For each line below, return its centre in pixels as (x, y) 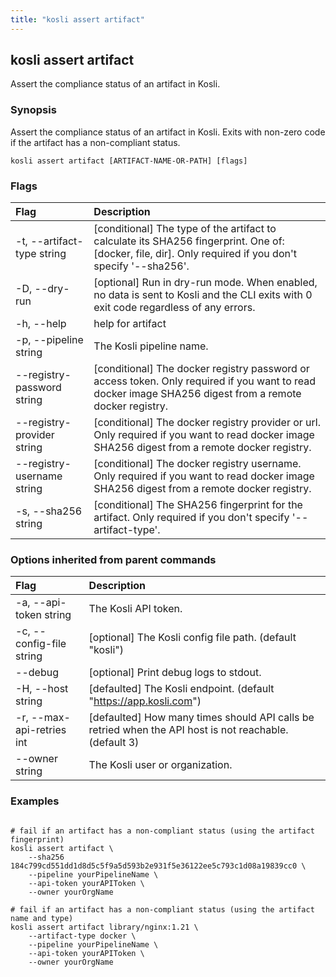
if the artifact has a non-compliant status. (95, 142)
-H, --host (42, 689)
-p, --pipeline (49, 340)
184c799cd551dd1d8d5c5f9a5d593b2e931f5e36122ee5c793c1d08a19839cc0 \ (158, 866)
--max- (50, 718)
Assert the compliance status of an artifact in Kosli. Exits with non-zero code (168, 132)
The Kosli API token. (135, 609)
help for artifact (130, 324)
